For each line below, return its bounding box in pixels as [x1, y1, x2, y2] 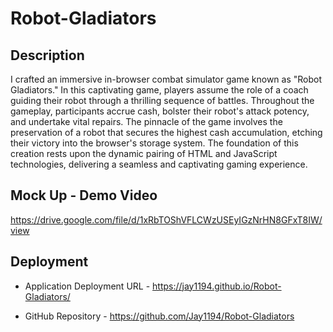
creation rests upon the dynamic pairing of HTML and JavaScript [10, 148, 278, 159]
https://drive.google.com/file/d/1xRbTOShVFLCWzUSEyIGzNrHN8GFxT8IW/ [10, 213, 323, 226]
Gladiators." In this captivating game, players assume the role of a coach [10, 84, 309, 96]
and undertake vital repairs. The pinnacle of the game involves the [10, 116, 283, 127]
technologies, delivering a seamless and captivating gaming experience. [10, 158, 308, 170]
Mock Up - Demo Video [10, 187, 158, 204]
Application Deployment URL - [24, 280, 151, 292]
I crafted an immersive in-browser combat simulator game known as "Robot [10, 73, 323, 85]
